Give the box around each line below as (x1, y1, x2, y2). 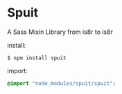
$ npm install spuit (7, 54, 67, 62)
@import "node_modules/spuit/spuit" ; (7, 79, 116, 87)
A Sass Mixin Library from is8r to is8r (7, 28, 113, 36)
